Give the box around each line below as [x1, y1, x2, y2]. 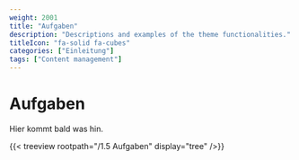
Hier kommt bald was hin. [9, 123, 104, 134]
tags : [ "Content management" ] [9, 55, 123, 64]
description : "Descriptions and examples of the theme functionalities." [9, 30, 292, 39]
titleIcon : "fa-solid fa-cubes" [9, 38, 130, 48]
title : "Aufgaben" [9, 22, 78, 31]
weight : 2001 [9, 13, 58, 22]
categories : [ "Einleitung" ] [9, 47, 115, 56]
